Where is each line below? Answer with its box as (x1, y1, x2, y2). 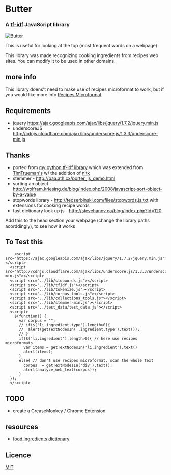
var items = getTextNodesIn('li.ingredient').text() (23, 345, 138, 350)
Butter (5, 3, 32, 15)
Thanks (5, 151, 30, 159)
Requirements (5, 106, 51, 115)
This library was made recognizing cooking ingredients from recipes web (5, 52, 159, 59)
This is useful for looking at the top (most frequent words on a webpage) (5, 43, 158, 49)
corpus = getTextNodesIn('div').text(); (23, 362, 113, 368)
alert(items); (23, 349, 53, 354)
